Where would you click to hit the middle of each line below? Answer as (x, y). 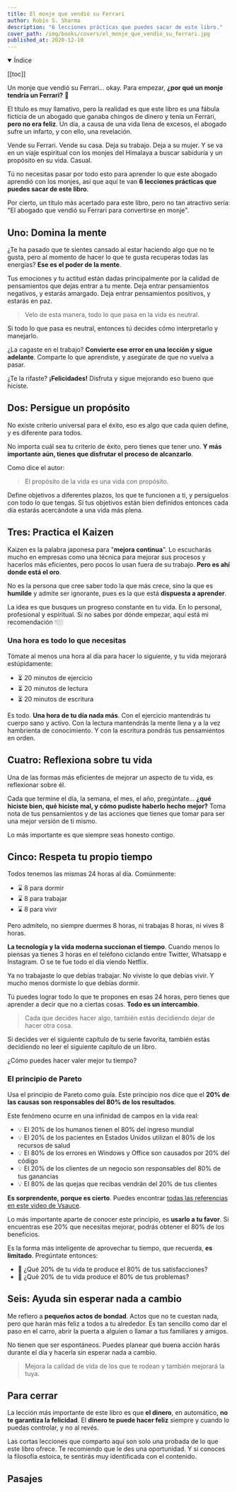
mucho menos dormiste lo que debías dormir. (74, 983)
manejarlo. (23, 335)
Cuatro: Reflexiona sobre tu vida (80, 761)
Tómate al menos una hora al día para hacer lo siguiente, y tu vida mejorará (117, 656)
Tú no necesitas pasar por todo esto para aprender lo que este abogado (112, 174)
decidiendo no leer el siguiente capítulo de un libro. (82, 1047)
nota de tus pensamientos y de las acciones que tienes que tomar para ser (116, 813)
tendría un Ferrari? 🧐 (38, 96)
